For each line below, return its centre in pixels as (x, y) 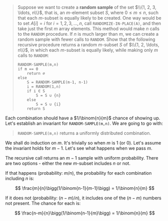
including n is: (20, 178)
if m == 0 (28, 69)
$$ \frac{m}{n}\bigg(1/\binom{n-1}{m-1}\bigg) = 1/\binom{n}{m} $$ (85, 188)
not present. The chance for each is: (43, 203)
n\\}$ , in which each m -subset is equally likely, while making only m (88, 50)
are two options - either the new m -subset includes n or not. (68, 163)
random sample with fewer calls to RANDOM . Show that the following (86, 39)
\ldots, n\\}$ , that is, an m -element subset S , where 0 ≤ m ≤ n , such (88, 13)
